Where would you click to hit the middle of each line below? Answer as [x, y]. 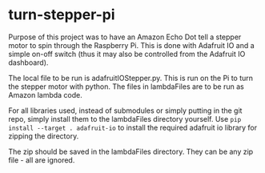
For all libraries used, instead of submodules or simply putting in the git [125, 111]
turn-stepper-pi [62, 15]
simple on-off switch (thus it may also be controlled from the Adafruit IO [127, 54]
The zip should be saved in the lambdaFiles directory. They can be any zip [131, 151]
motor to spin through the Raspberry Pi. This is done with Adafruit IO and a [131, 45]
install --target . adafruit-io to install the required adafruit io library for [133, 127]
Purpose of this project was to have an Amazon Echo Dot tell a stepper [125, 37]
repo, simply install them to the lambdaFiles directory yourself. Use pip [125, 119]
